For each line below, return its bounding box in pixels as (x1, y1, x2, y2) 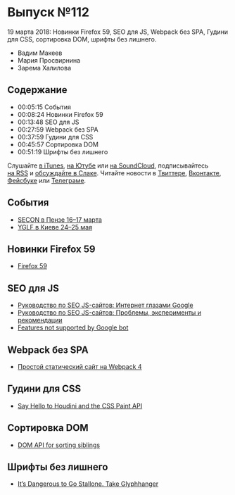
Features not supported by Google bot (17, 323, 129, 332)
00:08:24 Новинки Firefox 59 (17, 110, 103, 118)
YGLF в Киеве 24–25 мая (17, 223, 93, 231)
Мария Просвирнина (17, 56, 81, 64)
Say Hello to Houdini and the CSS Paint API (17, 401, 143, 410)
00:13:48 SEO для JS (17, 118, 80, 126)
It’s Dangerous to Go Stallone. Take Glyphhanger (17, 480, 159, 488)
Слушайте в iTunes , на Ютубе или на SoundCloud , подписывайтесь (7, 161, 209, 170)
